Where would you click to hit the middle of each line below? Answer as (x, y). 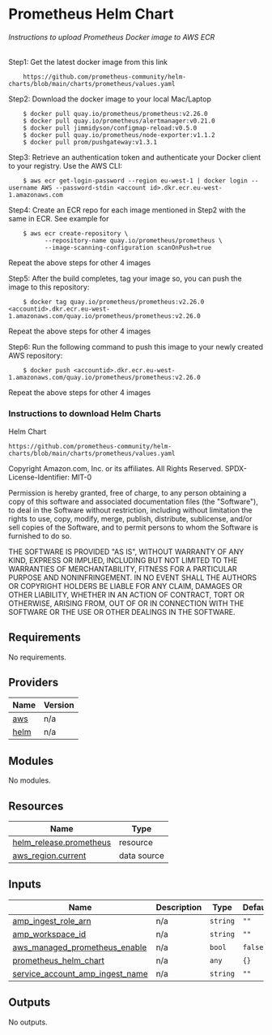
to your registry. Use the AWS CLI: (66, 166)
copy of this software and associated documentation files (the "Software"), (134, 501)
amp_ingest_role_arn (52, 921)
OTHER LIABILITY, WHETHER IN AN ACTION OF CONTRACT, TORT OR (126, 595)
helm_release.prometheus (62, 842)
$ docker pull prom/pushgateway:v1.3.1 (90, 143)
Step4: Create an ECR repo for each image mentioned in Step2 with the (127, 210)
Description (179, 907)
